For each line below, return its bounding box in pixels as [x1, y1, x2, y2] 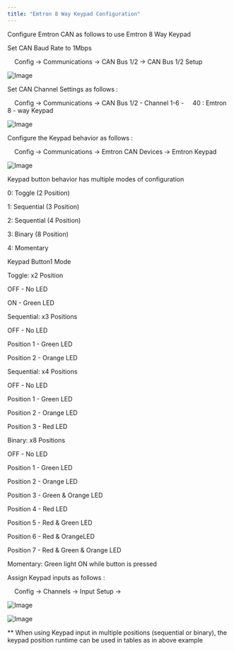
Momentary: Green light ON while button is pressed [7, 560, 158, 568]
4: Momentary [7, 243, 49, 252]
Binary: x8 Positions [7, 435, 66, 444]
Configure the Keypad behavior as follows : [7, 133, 133, 142]
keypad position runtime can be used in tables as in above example [7, 635, 204, 644]
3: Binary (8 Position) [7, 230, 69, 238]
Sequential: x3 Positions [7, 312, 78, 321]
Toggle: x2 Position [7, 271, 64, 279]
